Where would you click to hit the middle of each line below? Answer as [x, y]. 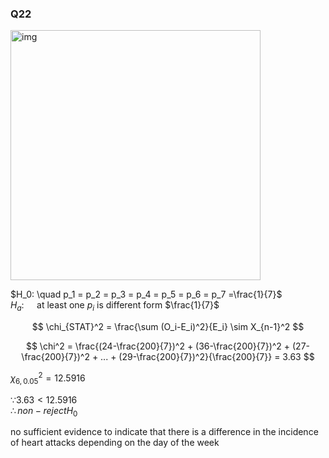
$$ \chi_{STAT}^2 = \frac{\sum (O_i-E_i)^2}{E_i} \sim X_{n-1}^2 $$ [168, 327]
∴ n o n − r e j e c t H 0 [44, 411]
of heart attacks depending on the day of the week [115, 443]
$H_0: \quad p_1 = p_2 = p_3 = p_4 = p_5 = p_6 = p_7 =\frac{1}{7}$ [146, 294]
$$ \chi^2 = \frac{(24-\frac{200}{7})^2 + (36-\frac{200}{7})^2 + [158, 346]
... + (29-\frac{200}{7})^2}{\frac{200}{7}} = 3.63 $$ [207, 357]
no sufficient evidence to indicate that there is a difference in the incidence [164, 432]
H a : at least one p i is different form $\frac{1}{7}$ [115, 306]
